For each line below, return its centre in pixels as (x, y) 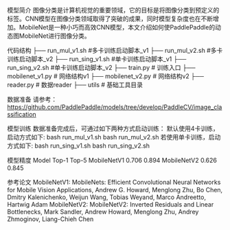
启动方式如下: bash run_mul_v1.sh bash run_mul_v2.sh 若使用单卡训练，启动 (114, 137)
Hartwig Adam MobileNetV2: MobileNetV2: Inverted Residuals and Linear (111, 204)
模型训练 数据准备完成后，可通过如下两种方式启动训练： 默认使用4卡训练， (113, 128)
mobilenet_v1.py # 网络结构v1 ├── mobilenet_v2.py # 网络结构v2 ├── (106, 76)
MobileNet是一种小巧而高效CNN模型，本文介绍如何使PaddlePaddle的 (117, 27)
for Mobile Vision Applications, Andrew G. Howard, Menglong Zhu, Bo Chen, (115, 190)
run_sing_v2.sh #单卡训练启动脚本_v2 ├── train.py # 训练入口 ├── (101, 68)
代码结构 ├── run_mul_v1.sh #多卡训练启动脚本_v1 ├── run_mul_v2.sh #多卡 (115, 50)
